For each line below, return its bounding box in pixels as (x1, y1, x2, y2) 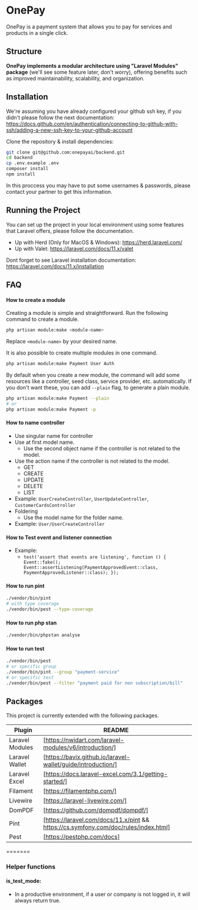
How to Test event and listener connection (6, 534, 112, 541)
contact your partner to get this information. (6, 188, 113, 195)
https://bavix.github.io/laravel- (45, 753, 131, 761)
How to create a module (6, 296, 66, 303)
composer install (6, 166, 49, 172)
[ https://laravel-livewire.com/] (43, 797, 127, 805)
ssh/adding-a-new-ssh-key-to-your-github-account (6, 126, 133, 134)
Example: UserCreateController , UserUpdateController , (14, 495, 149, 502)
